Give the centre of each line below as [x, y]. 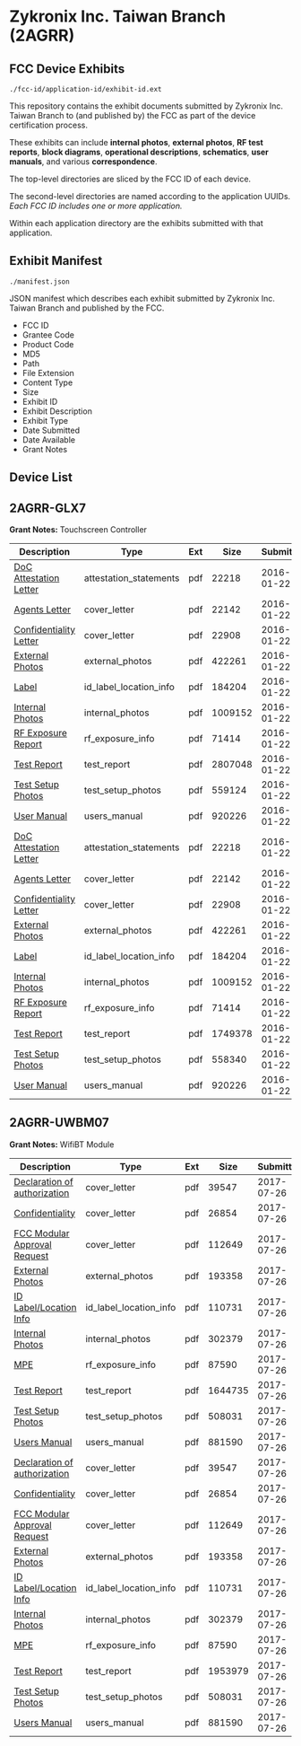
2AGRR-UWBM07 [59, 1123]
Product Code [48, 344]
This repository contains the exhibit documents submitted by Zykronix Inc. [146, 106]
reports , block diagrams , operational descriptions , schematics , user [139, 152]
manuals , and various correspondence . [83, 162]
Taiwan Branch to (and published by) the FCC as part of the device [133, 115]
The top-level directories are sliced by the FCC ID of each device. [130, 179]
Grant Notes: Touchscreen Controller [78, 530]
